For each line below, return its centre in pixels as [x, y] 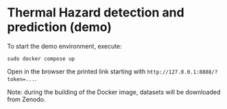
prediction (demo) [59, 27]
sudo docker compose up [41, 59]
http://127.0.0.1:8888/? [182, 72]
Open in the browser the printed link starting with [76, 71]
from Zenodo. [26, 99]
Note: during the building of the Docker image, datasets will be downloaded [114, 92]
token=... [21, 79]
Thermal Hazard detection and [96, 13]
